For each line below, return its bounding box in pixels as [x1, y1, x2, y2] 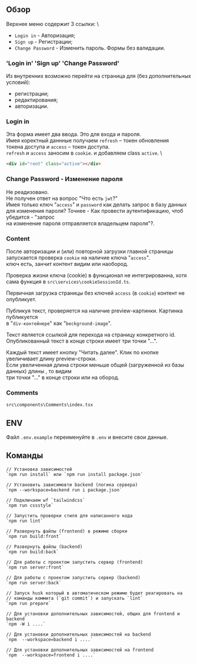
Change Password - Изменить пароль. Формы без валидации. [14, 44, 166, 51]
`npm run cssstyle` [6, 502, 54, 508]
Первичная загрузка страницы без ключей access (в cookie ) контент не [6, 289, 185, 297]
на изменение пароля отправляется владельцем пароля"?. [6, 219, 155, 226]
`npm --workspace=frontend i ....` [6, 652, 96, 658]
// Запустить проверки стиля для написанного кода [6, 512, 133, 518]
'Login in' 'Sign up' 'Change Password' [6, 59, 119, 67]
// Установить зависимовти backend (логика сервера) [6, 482, 138, 488]
